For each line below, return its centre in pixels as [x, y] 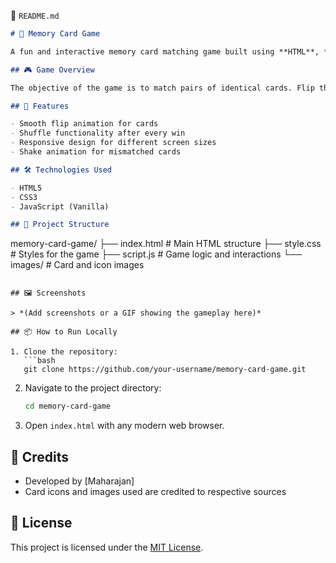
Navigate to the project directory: [93, 388]
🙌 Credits [40, 456]
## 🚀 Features [40, 106]
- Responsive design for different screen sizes [113, 143]
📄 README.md [35, 15]
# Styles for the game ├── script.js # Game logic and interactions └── [156, 254]
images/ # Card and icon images [77, 265]
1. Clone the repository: [64, 352]
